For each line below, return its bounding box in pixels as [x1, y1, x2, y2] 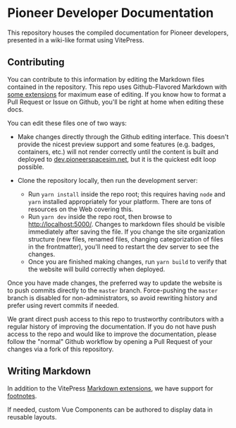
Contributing [7, 57, 65, 69]
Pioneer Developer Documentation [7, 5, 214, 21]
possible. [17, 162, 44, 171]
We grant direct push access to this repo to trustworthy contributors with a [7, 314, 224, 323]
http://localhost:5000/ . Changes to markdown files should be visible [27, 220, 225, 228]
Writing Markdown [7, 365, 92, 377]
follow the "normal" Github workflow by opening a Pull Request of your [7, 337, 213, 345]
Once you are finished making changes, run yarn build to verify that [27, 257, 227, 266]
